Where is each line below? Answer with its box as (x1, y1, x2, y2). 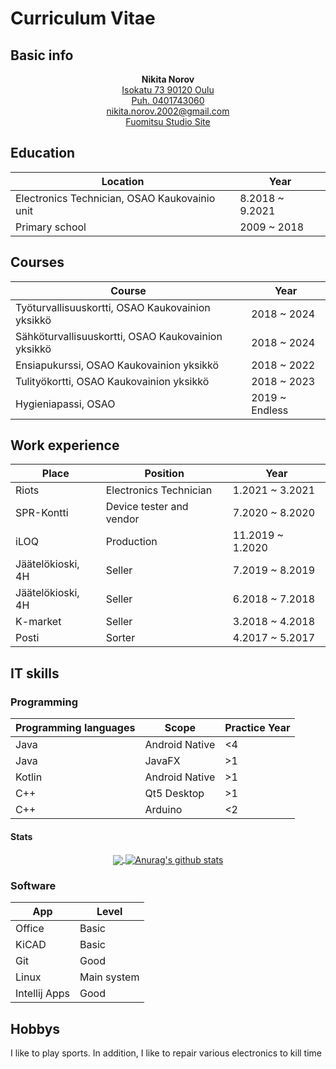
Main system (79, 970, 140, 984)
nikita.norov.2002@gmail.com (106, 105, 230, 117)
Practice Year (224, 721, 291, 735)
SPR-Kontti (15, 506, 69, 520)
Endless (251, 403, 289, 417)
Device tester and (105, 500, 189, 514)
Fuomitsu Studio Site (125, 116, 211, 127)
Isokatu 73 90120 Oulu (121, 84, 215, 96)
